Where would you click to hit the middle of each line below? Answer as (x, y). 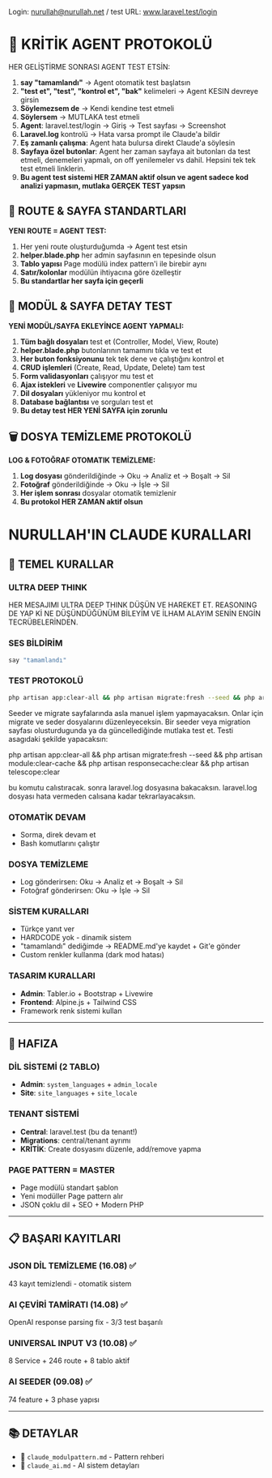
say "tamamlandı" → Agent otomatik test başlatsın (105, 82)
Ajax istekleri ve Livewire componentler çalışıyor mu (108, 385)
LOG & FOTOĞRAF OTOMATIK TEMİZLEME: (82, 460)
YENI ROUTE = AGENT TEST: (57, 231)
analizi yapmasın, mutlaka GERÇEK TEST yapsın (103, 185)
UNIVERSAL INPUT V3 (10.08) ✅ (73, 1343)
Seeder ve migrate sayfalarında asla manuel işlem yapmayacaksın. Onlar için (136, 713)
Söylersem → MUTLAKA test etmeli (80, 117)
